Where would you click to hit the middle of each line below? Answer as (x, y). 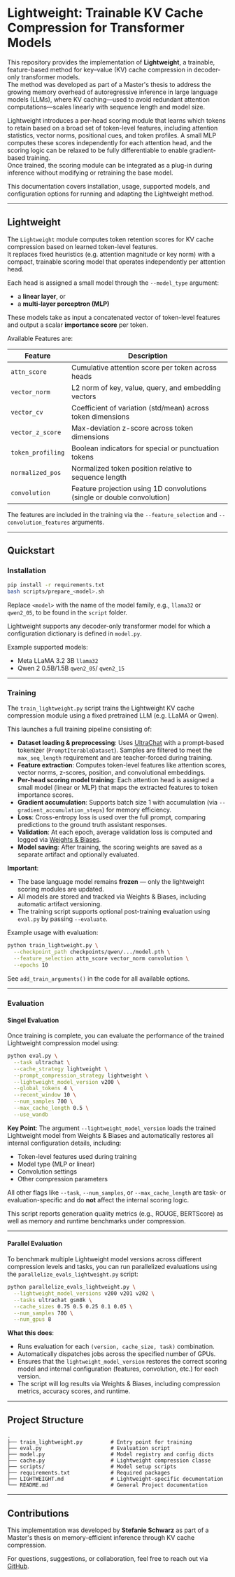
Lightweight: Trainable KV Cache (105, 13)
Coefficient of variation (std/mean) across (140, 408)
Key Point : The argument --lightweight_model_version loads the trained (112, 1128)
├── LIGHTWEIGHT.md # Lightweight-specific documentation (115, 1479)
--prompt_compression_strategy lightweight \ (81, 1075)
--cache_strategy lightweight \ (61, 1069)
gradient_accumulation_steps (60, 811)
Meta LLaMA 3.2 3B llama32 (58, 661)
